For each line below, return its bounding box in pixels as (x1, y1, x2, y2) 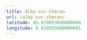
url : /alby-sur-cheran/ (6, 14, 66, 20)
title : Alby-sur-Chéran (6, 8, 66, 15)
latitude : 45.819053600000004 (6, 19, 82, 25)
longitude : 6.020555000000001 (6, 25, 82, 31)
